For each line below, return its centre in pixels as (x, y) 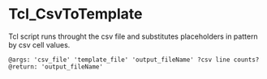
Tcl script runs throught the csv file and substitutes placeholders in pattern (133, 36)
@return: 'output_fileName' (56, 67)
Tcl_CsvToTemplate (75, 14)
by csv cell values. (39, 44)
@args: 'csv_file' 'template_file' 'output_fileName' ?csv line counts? (134, 60)
